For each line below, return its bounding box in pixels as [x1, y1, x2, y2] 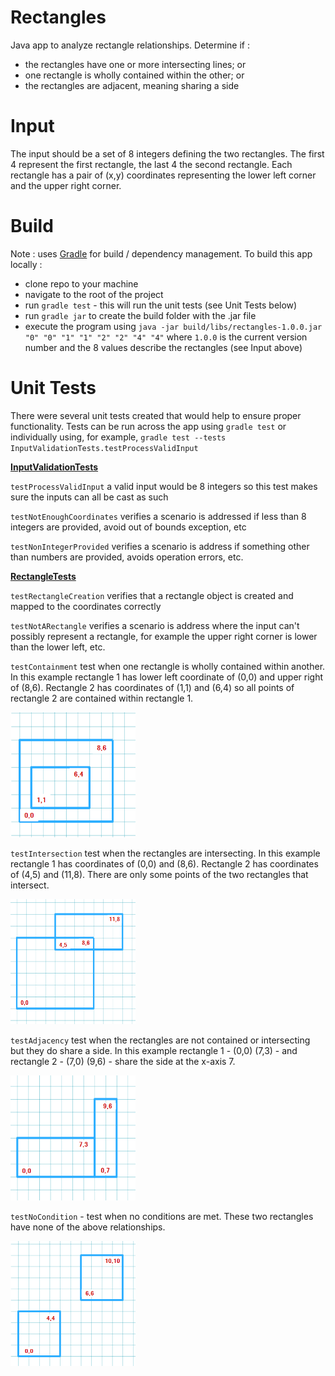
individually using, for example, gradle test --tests [10, 431, 227, 443]
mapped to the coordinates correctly [10, 600, 162, 612]
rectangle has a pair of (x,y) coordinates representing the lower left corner [10, 169, 317, 181]
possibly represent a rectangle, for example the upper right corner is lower [10, 630, 318, 642]
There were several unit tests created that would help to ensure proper [10, 409, 302, 421]
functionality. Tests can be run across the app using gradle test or [10, 420, 287, 432]
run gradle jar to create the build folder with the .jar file [24, 309, 257, 321]
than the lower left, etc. [10, 641, 106, 653]
